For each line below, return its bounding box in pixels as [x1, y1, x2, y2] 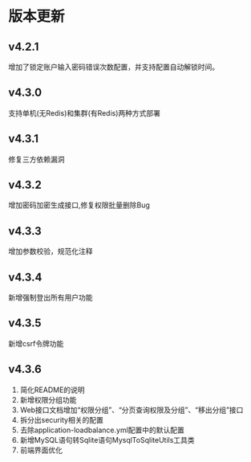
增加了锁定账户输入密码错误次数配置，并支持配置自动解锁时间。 [8, 62, 219, 72]
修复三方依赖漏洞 [8, 154, 65, 164]
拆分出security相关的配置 [19, 415, 104, 424]
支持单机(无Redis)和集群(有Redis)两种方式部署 [8, 108, 161, 117]
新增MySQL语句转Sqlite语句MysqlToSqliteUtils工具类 [19, 435, 195, 444]
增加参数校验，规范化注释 [8, 247, 93, 256]
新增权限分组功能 [19, 395, 77, 404]
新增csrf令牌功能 [8, 338, 64, 348]
